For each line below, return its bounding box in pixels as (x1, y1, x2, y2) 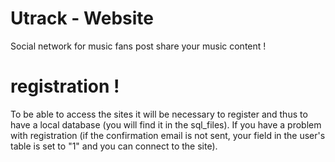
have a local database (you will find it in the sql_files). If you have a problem (10, 118, 322, 131)
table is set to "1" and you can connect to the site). (10, 140, 218, 152)
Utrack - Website (10, 7, 155, 30)
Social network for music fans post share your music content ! (10, 40, 267, 52)
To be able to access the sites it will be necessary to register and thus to (10, 108, 308, 120)
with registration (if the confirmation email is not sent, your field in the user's (10, 129, 326, 141)
